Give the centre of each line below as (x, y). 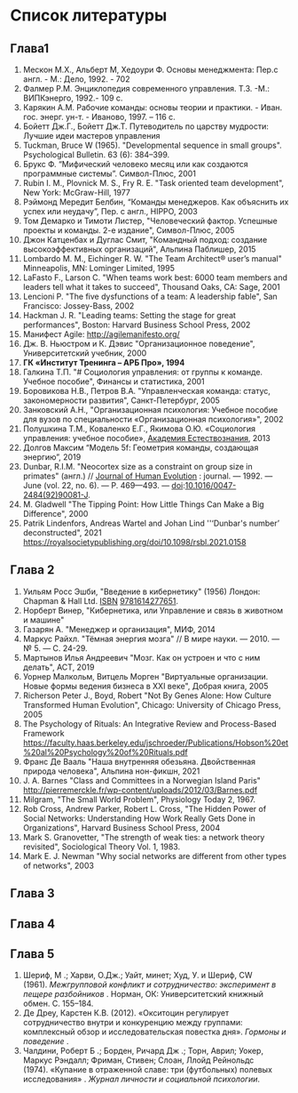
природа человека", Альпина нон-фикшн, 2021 (111, 771)
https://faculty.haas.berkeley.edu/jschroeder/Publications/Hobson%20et (156, 743)
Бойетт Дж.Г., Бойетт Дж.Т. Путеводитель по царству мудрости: (145, 126)
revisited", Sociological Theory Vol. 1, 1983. (102, 847)
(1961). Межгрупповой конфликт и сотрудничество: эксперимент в (149, 985)
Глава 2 (32, 570)
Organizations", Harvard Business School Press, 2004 (122, 827)
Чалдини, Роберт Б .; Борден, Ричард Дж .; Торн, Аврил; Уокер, (143, 1051)
